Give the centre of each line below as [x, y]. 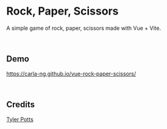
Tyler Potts [20, 119]
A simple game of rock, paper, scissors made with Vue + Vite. [84, 28]
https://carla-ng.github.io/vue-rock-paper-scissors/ [71, 74]
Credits [21, 105]
